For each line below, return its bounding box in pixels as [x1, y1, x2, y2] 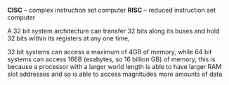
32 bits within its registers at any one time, [7, 34, 130, 42]
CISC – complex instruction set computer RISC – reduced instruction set [7, 6, 216, 14]
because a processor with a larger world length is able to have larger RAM [7, 63, 222, 70]
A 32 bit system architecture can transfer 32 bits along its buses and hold [7, 27, 220, 35]
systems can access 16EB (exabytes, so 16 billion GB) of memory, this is [7, 55, 216, 63]
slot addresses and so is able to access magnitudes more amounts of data [7, 70, 223, 78]
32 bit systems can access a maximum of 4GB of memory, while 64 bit [7, 48, 212, 56]
